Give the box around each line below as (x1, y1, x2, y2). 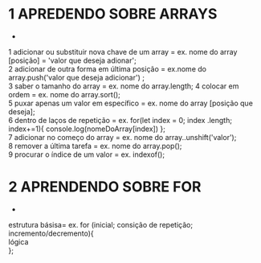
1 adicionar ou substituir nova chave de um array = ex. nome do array (8, 47, 238, 56)
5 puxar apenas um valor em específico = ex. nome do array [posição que (8, 98, 253, 108)
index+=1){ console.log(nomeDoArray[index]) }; (8, 124, 166, 134)
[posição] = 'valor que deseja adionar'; (8, 55, 137, 65)
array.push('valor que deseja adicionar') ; (8, 72, 145, 82)
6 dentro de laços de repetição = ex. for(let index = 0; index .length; (8, 115, 233, 125)
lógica (8, 236, 29, 246)
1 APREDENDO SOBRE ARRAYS (8, 5, 218, 23)
